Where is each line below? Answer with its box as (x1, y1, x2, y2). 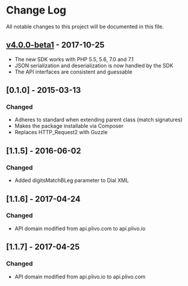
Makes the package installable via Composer (14, 122, 123, 129)
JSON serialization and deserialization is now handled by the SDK (14, 62, 173, 69)
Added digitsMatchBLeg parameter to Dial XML (14, 177, 129, 184)
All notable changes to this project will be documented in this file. (6, 23, 164, 30)
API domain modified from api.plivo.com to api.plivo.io (14, 225, 146, 232)
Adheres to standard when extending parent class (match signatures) (14, 116, 183, 124)
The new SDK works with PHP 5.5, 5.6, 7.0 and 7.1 (14, 55, 134, 62)
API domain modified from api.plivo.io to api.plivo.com (14, 273, 146, 280)
